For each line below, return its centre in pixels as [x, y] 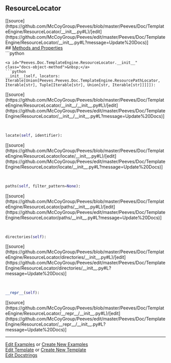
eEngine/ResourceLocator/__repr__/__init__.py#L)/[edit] [63, 313]
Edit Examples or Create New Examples [47, 345]
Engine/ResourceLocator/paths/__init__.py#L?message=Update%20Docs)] [83, 217]
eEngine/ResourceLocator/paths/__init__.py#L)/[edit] [60, 207]
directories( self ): [26, 237]
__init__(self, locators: [33, 76]
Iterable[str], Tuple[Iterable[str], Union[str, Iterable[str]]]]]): [81, 85]
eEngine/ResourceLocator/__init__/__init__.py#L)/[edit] [62, 105]
